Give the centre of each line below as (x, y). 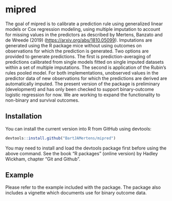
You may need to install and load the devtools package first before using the (86, 148)
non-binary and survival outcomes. (42, 100)
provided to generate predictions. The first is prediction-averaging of (78, 56)
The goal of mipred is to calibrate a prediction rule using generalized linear (84, 24)
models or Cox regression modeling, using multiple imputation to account (83, 29)
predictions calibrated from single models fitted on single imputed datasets (85, 62)
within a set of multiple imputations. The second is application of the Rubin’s (86, 67)
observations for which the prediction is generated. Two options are (77, 51)
